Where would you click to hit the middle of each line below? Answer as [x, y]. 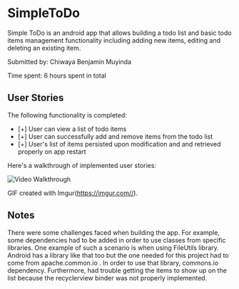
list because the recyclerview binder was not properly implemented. [107, 278]
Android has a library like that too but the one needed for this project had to [118, 255]
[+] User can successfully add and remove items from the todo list [115, 136]
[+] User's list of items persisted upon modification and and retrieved [119, 144]
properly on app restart [52, 152]
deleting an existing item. [44, 48]
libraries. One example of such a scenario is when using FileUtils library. [113, 248]
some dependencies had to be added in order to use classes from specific [117, 240]
